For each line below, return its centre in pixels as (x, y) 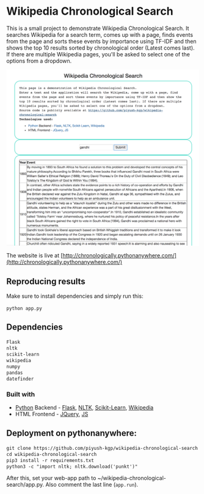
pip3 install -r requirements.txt (50, 460)
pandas (15, 373)
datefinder (20, 379)
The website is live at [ (35, 256)
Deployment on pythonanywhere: (72, 433)
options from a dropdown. (39, 61)
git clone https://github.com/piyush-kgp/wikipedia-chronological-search (102, 448)
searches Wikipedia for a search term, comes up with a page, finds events (100, 34)
